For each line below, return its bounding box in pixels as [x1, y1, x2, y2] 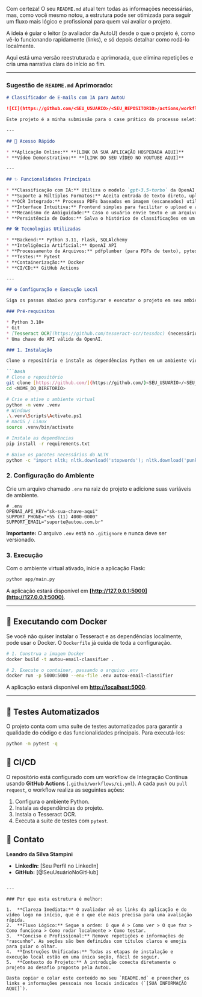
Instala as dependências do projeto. [14, 804, 104, 812]
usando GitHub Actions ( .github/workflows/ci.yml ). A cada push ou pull [6, 780, 188, 787]
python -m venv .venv [6, 402, 61, 408]
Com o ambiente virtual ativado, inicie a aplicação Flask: [6, 565, 145, 572]
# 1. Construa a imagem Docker [6, 650, 85, 657]
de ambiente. [6, 491, 39, 498]
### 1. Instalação [6, 347, 52, 353]
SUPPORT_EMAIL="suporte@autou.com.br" [6, 519, 103, 525]
